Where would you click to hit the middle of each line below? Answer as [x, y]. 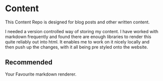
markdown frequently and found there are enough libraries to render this [78, 37]
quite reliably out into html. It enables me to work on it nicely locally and [77, 41]
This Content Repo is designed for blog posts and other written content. [78, 22]
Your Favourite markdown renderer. [41, 74]
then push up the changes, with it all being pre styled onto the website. [77, 47]
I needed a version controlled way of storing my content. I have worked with [82, 31]
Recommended [29, 62]
